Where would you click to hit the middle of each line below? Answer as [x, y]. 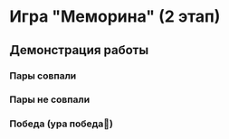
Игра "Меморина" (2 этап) [115, 17]
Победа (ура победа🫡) [61, 124]
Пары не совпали [50, 99]
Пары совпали [43, 76]
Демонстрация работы [79, 50]
